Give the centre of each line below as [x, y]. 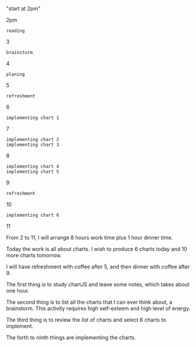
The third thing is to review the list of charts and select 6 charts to [86, 320]
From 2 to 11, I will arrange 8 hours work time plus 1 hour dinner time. [89, 238]
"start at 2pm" [23, 9]
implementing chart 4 [33, 166]
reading [16, 31]
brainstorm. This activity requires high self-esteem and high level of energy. [98, 308]
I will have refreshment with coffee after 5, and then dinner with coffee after [98, 267]
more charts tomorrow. [34, 255]
